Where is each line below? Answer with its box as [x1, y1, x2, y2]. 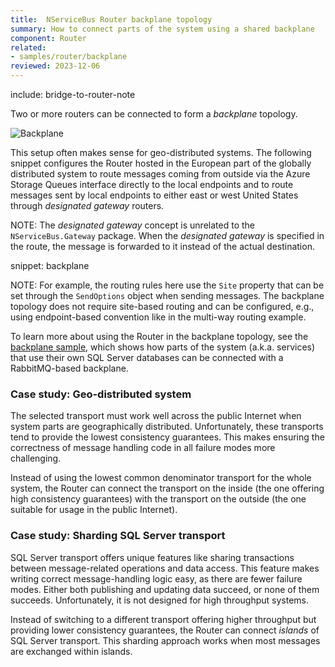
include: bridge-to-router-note [10, 89, 136, 100]
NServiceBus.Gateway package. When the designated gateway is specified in [10, 230, 325, 241]
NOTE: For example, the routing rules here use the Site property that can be [10, 279, 325, 291]
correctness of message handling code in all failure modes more [10, 442, 276, 454]
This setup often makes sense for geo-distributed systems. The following [10, 147, 312, 158]
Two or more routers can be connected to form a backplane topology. [10, 108, 298, 120]
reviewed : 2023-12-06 [10, 61, 101, 71]
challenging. [10, 452, 62, 465]
